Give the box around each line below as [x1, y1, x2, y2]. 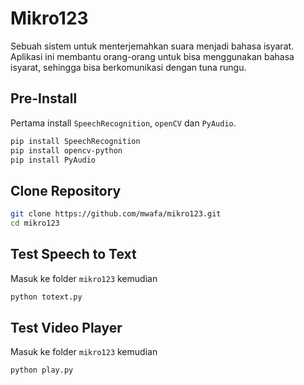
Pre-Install [10, 90, 78, 107]
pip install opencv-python [10, 145, 123, 156]
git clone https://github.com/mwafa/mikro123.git [10, 209, 222, 219]
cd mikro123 [10, 218, 60, 229]
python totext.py [10, 292, 83, 302]
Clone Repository [10, 182, 122, 199]
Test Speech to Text [10, 246, 137, 263]
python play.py [10, 365, 74, 376]
